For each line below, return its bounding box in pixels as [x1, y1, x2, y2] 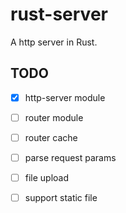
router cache [24, 131, 78, 143]
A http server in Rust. [10, 36, 98, 48]
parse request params [24, 151, 117, 163]
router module [24, 111, 84, 123]
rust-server [10, 3, 108, 26]
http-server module [24, 91, 106, 103]
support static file [24, 192, 98, 204]
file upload [24, 172, 70, 183]
